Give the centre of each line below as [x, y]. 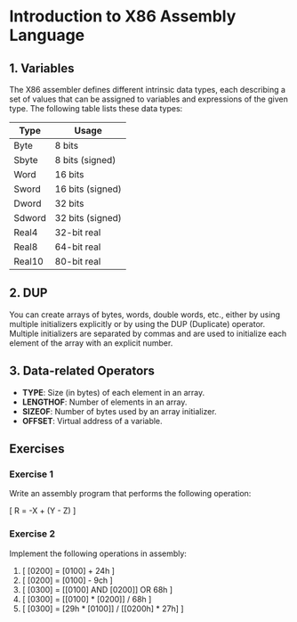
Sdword [30, 218]
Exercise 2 [32, 534]
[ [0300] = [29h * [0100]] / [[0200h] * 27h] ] [103, 609]
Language [47, 35]
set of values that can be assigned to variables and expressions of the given [149, 99]
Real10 [29, 262]
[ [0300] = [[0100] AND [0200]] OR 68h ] [97, 589]
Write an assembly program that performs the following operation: [130, 494]
